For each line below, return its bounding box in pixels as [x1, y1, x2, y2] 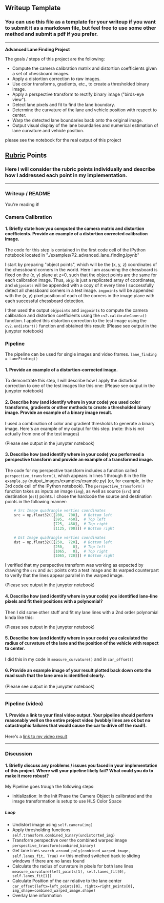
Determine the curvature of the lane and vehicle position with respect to [12, 107, 157, 113]
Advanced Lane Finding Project [5, 46, 70, 52]
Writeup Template [5, 4, 61, 12]
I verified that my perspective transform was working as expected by [5, 562, 143, 568]
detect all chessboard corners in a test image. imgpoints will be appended [5, 287, 154, 293]
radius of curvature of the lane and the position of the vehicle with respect [5, 640, 159, 646]
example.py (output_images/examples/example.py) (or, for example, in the [5, 478, 153, 484]
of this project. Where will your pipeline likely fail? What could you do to [5, 767, 154, 773]
